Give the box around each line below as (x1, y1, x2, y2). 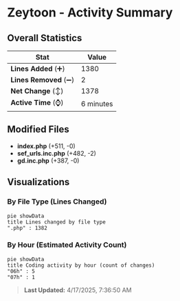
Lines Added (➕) (10, 64, 65, 73)
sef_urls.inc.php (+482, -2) (16, 149, 96, 157)
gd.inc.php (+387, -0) (16, 156, 80, 165)
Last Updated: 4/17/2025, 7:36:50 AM (23, 286, 132, 294)
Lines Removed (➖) (10, 75, 74, 84)
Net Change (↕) (10, 86, 64, 95)
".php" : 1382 (7, 224, 48, 231)
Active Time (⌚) (10, 98, 64, 107)
